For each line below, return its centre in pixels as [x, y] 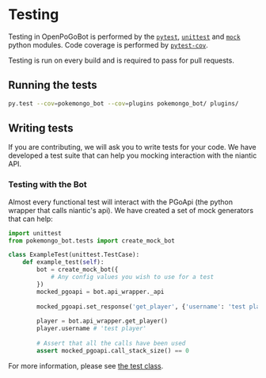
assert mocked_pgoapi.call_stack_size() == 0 [113, 350]
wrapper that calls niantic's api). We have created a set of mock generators [131, 210]
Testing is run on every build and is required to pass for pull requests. [122, 60]
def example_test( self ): [63, 262]
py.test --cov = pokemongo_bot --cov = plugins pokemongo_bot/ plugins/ [123, 103]
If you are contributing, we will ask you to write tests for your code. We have [132, 147]
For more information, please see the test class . [86, 365]
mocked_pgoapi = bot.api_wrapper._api [101, 292]
